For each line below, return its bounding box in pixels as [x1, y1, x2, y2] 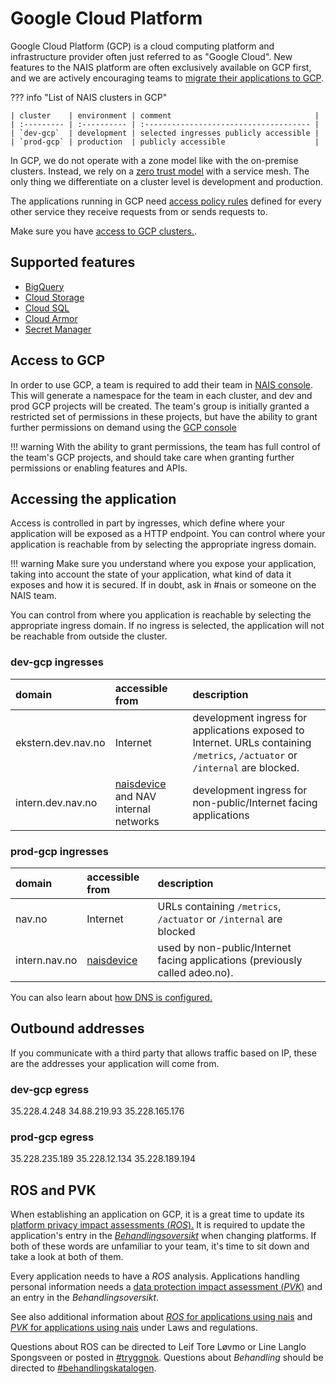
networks [114, 814, 160, 828]
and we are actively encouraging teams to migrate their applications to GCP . [10, 72, 325, 84]
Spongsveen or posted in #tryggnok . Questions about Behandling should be [10, 1352, 324, 1364]
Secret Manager [24, 323, 92, 335]
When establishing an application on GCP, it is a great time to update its [10, 1208, 305, 1221]
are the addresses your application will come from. [10, 1057, 220, 1069]
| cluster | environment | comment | [10, 110, 320, 121]
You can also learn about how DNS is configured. [10, 991, 213, 1003]
